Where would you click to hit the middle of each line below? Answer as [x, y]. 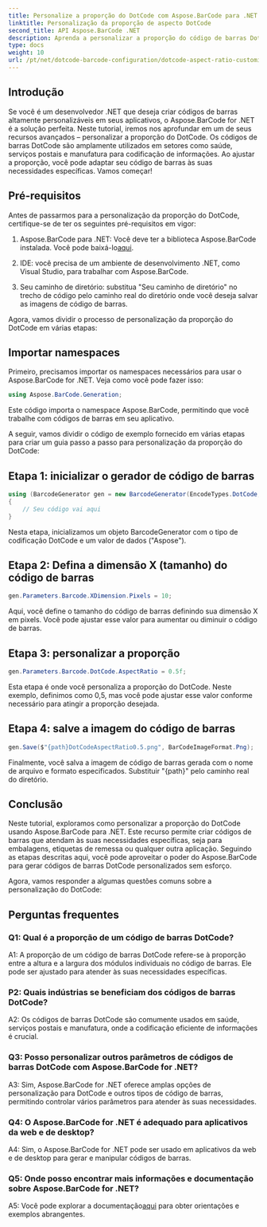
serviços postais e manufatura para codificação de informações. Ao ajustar [132, 154]
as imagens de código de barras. [74, 304]
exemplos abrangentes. [47, 1214]
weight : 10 [26, 53]
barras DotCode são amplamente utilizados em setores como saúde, [120, 145]
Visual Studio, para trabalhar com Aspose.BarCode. [104, 271]
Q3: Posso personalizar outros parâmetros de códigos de [121, 1057]
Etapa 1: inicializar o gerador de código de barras [132, 476]
